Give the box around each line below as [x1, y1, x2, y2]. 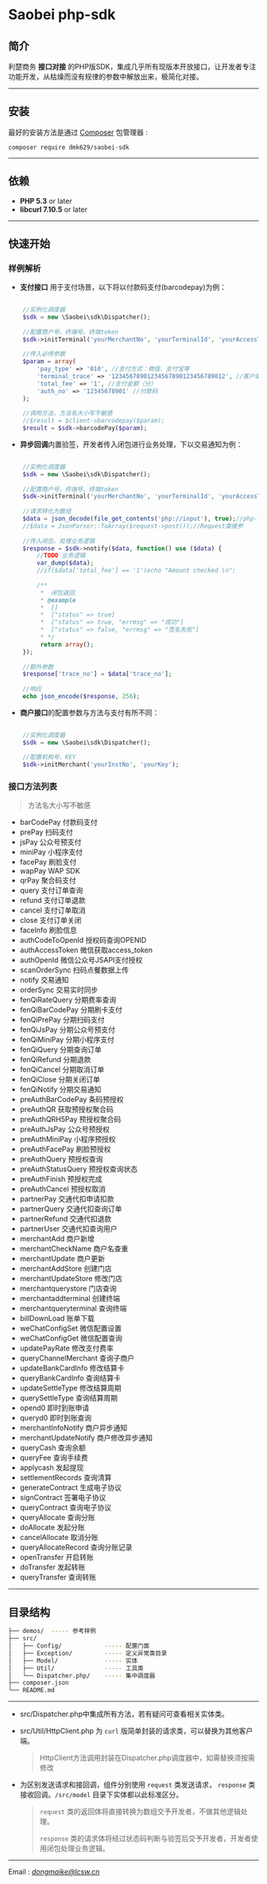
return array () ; [40, 640, 94, 648]
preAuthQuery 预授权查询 [19, 1155, 103, 1164]
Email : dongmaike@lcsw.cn [8, 1867, 100, 1877]
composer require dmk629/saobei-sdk [8, 143, 130, 151]
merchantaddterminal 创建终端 [19, 1294, 121, 1304]
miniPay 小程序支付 [19, 847, 83, 857]
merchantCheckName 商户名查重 [19, 1244, 129, 1253]
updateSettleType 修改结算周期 [19, 1383, 122, 1393]
